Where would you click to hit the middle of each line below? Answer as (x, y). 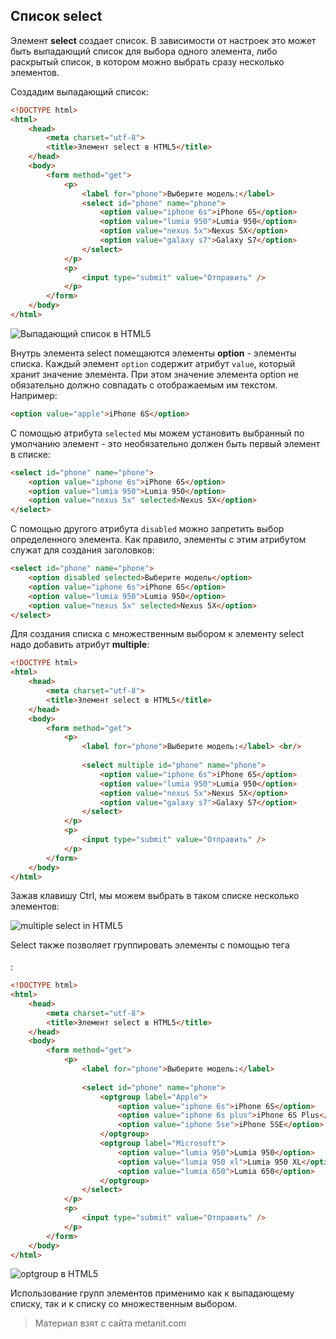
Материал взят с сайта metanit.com (110, 1323)
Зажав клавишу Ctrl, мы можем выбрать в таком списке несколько (155, 896)
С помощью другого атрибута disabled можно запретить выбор (147, 529)
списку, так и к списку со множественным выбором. (124, 1304)
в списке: (30, 454)
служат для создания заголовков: (82, 550)
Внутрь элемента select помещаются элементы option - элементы (153, 353)
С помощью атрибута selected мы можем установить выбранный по (157, 433)
